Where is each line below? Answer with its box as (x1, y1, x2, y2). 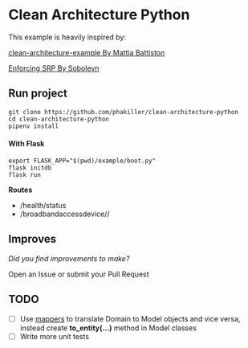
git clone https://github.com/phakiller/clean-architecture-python (8, 108, 239, 116)
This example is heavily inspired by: (8, 32, 127, 42)
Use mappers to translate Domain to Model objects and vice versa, (19, 313, 241, 323)
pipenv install (8, 122, 59, 130)
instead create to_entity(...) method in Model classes (19, 323, 197, 333)
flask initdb (8, 163, 52, 172)
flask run (8, 170, 42, 178)
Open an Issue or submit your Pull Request (8, 269, 150, 279)
